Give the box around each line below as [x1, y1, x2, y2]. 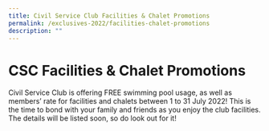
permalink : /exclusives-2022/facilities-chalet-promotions [8, 19, 210, 27]
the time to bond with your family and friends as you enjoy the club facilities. [8, 105, 261, 115]
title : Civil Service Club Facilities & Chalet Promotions [8, 11, 210, 20]
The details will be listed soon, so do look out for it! [8, 113, 177, 123]
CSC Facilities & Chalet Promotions [8, 61, 247, 80]
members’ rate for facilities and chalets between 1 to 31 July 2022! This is [8, 96, 251, 106]
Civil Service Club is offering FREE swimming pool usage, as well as [8, 88, 233, 97]
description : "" [8, 27, 63, 35]
